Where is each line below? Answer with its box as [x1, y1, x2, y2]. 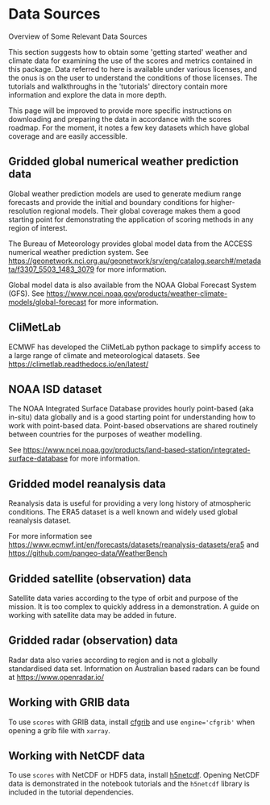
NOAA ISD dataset [8, 382, 102, 396]
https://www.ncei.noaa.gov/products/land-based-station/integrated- [23, 445, 251, 455]
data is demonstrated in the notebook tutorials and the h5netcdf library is [8, 779, 250, 789]
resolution [8, 206, 42, 215]
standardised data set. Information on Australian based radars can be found [8, 663, 260, 674]
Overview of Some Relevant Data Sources [8, 31, 147, 41]
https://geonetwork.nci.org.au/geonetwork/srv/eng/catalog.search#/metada [8, 256, 262, 265]
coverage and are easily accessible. [8, 131, 127, 141]
